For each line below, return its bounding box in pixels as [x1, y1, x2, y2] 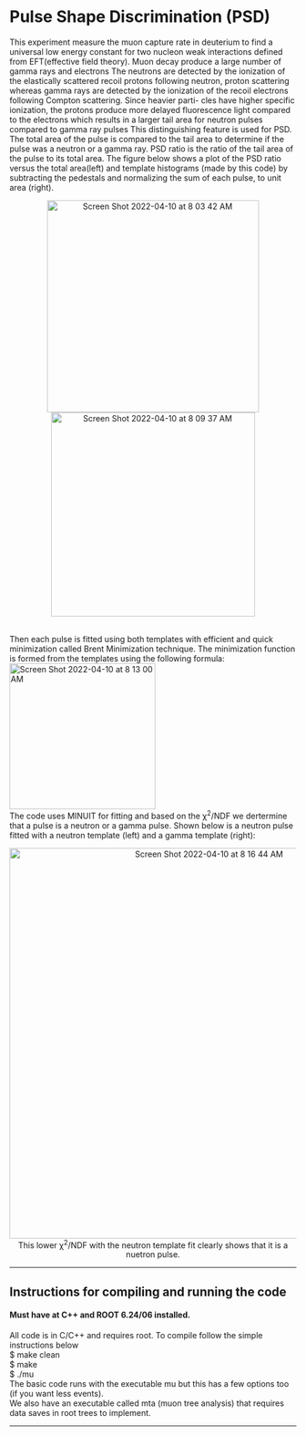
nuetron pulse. [126, 1249, 180, 1260]
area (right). [9, 182, 55, 193]
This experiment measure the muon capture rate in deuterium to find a [9, 36, 273, 47]
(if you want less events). [9, 1388, 105, 1399]
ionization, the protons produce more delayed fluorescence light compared [9, 104, 291, 115]
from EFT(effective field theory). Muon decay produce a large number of [9, 56, 282, 67]
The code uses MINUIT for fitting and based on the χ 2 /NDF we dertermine [9, 808, 288, 821]
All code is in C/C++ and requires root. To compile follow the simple [9, 1329, 263, 1340]
